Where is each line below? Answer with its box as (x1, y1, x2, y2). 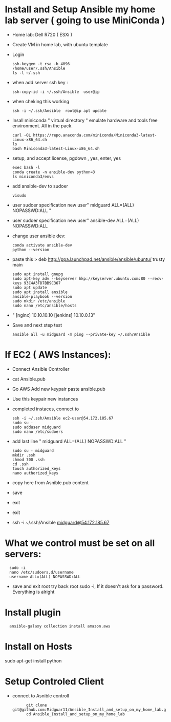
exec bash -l (12, 165, 40, 170)
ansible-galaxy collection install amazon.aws (9, 623, 111, 629)
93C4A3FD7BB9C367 (24, 280, 61, 286)
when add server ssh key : (12, 79, 68, 85)
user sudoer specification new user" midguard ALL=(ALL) (12, 202, 134, 208)
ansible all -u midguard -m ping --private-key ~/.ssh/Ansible (12, 332, 151, 337)
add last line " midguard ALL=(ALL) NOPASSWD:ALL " (12, 438, 126, 444)
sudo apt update (12, 285, 47, 290)
